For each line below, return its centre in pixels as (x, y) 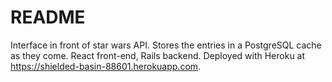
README (48, 17)
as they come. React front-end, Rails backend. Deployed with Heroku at (158, 55)
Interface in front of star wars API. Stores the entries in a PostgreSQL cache (166, 45)
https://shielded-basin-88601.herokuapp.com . (106, 66)
